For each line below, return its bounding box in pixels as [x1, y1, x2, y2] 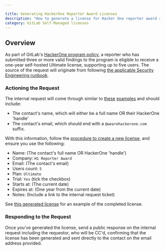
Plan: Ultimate [12, 171, 42, 177]
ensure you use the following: [5, 140, 65, 147]
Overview [5, 39, 36, 47]
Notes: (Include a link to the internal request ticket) [12, 192, 115, 198]
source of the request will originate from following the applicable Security [5, 67, 154, 73]
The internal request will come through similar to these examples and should [5, 96, 160, 102]
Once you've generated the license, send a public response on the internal [5, 225, 156, 230]
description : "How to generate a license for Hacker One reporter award [5, 16, 157, 21]
